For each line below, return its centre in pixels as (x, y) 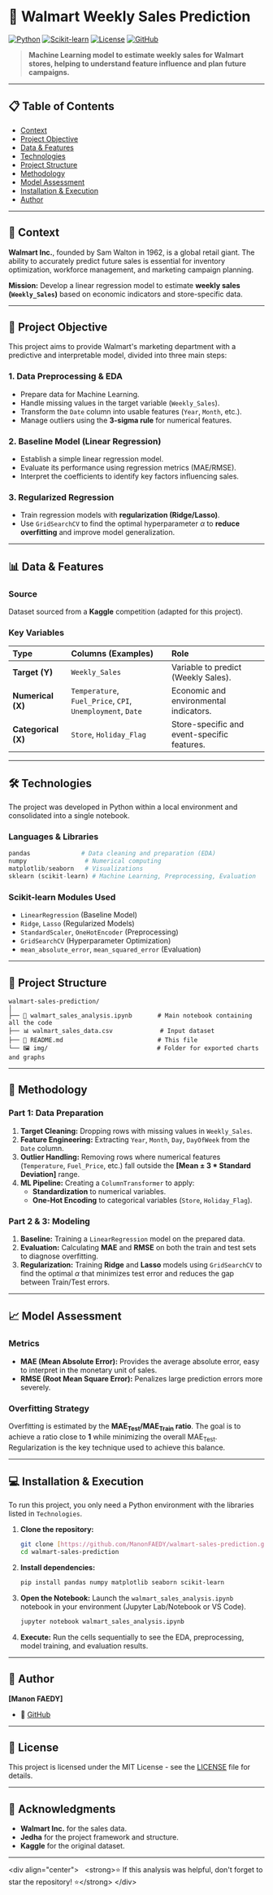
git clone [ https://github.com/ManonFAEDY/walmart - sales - (120, 1545)
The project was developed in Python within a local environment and (123, 807)
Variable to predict (206, 667)
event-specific (200, 734)
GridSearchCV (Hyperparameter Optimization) (95, 941)
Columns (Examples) (113, 654)
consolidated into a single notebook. (69, 816)
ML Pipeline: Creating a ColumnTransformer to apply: (107, 1183)
